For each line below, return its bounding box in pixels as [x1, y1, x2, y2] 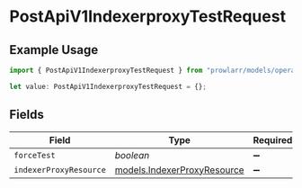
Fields [9, 107, 45, 122]
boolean [114, 148, 150, 161]
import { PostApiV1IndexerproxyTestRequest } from [9, 66, 203, 75]
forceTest [13, 150, 56, 160]
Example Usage [9, 42, 99, 58]
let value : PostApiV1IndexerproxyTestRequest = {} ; [9, 82, 207, 91]
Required [253, 133, 293, 146]
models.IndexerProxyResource [114, 164, 244, 176]
